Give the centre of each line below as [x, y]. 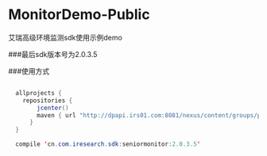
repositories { [48, 101]
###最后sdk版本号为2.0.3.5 [53, 54]
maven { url [57, 115]
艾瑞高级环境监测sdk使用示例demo [66, 37]
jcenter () [53, 108]
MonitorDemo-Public [79, 15]
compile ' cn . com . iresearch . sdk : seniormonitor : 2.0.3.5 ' [108, 144]
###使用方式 [29, 71]
